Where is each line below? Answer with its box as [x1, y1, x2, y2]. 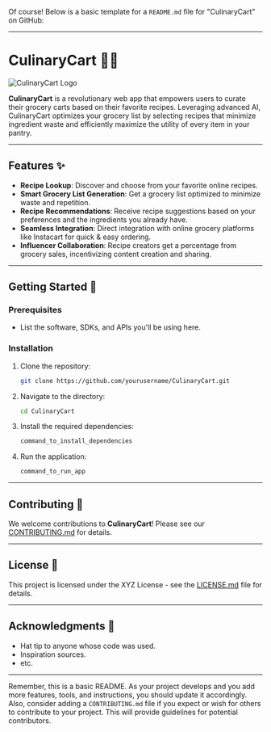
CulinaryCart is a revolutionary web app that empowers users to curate [8, 93, 246, 103]
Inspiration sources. [19, 650, 86, 659]
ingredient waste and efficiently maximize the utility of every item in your [8, 119, 250, 128]
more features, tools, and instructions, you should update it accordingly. [8, 690, 248, 700]
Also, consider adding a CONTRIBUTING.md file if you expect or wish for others [8, 698, 261, 708]
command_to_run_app [19, 468, 86, 476]
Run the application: [19, 452, 87, 461]
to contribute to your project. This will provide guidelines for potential [8, 707, 238, 717]
